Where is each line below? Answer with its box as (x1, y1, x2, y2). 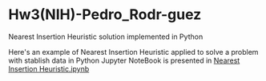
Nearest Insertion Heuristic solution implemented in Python (8, 32, 204, 41)
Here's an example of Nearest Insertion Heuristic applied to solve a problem (8, 47, 259, 56)
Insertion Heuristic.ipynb (8, 64, 90, 73)
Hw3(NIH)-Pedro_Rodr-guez (8, 6, 202, 24)
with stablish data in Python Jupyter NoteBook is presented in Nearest (8, 56, 240, 65)
